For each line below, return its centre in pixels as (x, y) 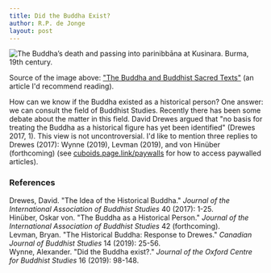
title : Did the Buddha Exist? (60, 16)
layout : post (31, 31)
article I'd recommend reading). (62, 86)
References (32, 183)
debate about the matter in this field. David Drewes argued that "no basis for (136, 119)
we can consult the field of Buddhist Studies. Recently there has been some (135, 110)
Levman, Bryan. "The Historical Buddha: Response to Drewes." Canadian (131, 234)
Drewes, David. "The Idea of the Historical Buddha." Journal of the (120, 200)
